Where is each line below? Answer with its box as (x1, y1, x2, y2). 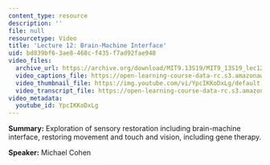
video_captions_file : (15, 72, 88, 80)
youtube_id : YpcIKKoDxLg (15, 101, 99, 109)
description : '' (8, 19, 63, 27)
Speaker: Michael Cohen (8, 148, 92, 158)
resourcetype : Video (8, 34, 78, 43)
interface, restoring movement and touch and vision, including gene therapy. (8, 132, 262, 142)
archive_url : (15, 64, 59, 72)
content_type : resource (8, 11, 88, 20)
